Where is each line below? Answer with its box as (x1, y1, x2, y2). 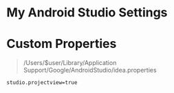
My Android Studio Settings (6, 5, 168, 21)
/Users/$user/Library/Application (23, 59, 117, 67)
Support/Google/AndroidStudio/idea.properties (23, 66, 157, 75)
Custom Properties (6, 36, 117, 52)
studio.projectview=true (6, 79, 78, 86)
